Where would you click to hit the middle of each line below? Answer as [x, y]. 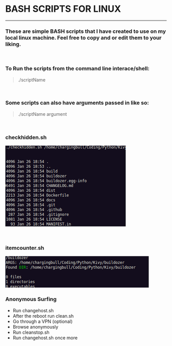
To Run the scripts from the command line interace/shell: [78, 69]
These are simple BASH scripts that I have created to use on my [86, 31]
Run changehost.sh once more [45, 338]
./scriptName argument [42, 114]
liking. [13, 44]
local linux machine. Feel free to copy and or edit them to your [84, 37]
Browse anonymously [36, 327]
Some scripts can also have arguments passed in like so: [77, 103]
